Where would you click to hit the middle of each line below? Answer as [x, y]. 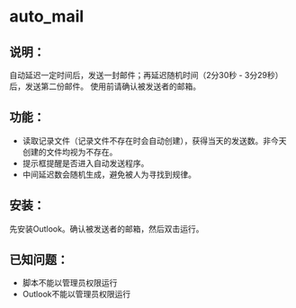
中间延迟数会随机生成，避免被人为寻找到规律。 [109, 174]
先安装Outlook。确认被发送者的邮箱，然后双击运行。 [107, 229]
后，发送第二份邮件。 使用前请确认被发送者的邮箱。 [105, 86]
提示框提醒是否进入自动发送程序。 [85, 163]
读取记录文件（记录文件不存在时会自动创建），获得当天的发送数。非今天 [154, 140]
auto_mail [47, 17]
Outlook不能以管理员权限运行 [76, 295]
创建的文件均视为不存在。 [70, 152]
